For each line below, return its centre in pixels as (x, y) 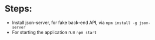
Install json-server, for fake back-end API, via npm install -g (75, 22)
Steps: (18, 9)
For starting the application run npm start (54, 32)
